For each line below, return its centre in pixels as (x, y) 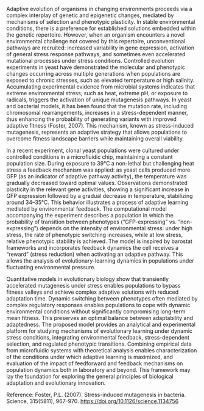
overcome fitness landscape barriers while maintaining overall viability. (95, 139)
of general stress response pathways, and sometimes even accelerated (96, 54)
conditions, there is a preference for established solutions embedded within (101, 28)
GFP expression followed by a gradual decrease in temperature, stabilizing (100, 196)
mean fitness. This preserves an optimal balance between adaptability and (100, 318)
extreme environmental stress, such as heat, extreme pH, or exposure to (97, 93)
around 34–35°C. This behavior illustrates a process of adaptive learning (97, 202)
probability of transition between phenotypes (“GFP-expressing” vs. (91, 222)
